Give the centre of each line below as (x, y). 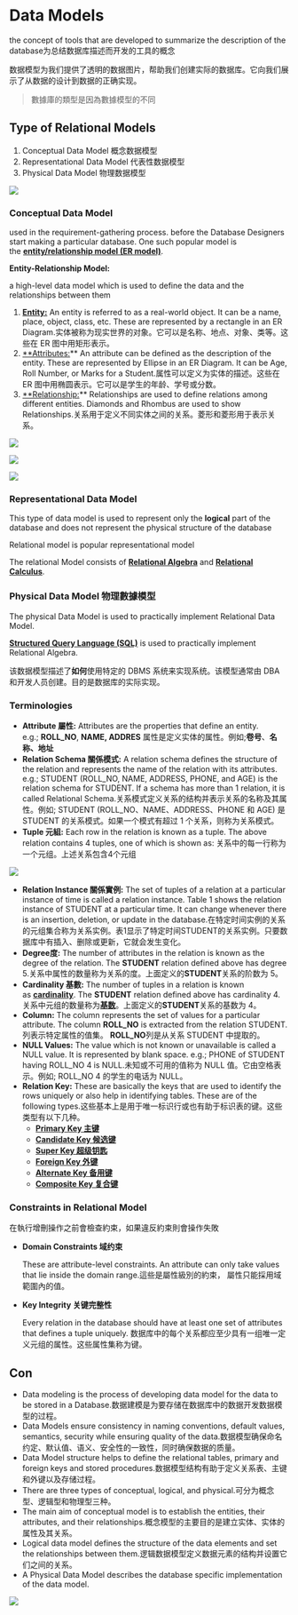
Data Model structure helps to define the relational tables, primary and (150, 1458)
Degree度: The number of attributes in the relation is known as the (143, 952)
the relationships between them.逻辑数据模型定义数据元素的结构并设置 (151, 1554)
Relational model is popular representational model (102, 545)
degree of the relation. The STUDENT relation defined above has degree (154, 963)
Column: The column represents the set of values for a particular (141, 1014)
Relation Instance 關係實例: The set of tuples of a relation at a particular (154, 889)
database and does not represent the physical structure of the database (141, 528)
